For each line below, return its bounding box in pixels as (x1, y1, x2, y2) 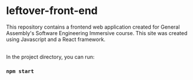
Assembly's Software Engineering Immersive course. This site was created (6, 29, 188, 36)
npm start (6, 68, 34, 74)
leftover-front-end (6, 4, 98, 18)
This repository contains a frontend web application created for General (6, 23, 180, 30)
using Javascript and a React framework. (6, 36, 106, 43)
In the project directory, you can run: (6, 53, 95, 60)
